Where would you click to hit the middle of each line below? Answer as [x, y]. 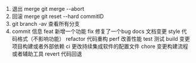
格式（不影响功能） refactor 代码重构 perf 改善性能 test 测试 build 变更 [103, 39]
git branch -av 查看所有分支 [46, 24]
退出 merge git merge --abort [48, 9]
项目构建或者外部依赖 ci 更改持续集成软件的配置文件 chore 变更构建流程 [100, 46]
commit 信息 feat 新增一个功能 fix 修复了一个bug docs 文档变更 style [96, 31]
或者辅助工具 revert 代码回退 [47, 54]
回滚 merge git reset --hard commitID [58, 16]
